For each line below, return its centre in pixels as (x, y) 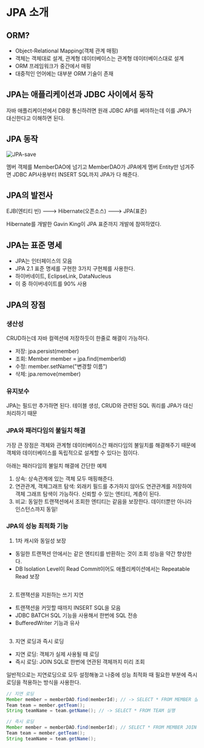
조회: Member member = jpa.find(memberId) (70, 358)
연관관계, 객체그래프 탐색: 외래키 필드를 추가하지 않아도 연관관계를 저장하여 (104, 486)
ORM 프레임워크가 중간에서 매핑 (53, 66)
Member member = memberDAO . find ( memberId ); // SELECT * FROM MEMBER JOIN (102, 728)
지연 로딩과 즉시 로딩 (39, 641)
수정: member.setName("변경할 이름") (61, 366)
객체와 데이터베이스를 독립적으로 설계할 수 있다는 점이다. (73, 453)
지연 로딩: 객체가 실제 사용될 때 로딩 (57, 654)
